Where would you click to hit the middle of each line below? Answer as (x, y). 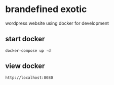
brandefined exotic (46, 9)
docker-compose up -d (28, 51)
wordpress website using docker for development (57, 23)
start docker (25, 39)
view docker (25, 66)
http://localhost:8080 (29, 77)
